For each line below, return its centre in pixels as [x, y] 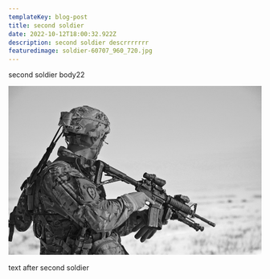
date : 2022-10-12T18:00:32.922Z [62, 34]
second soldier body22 [47, 75]
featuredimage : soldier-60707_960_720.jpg [80, 51]
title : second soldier [46, 25]
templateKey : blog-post [48, 17]
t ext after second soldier [49, 268]
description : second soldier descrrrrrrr [79, 43]
